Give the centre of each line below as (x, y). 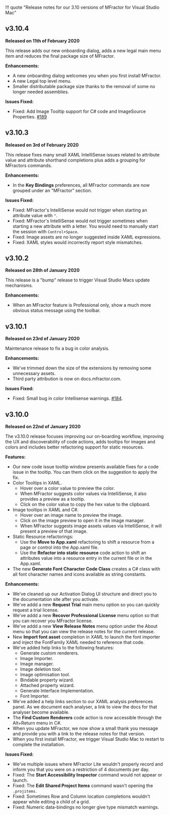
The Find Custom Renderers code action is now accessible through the (87, 718)
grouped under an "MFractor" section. (52, 190)
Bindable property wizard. (47, 680)
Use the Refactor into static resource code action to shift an (83, 553)
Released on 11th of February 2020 (42, 40)
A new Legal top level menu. (42, 81)
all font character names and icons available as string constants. (79, 575)
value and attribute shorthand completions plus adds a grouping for (75, 160)
